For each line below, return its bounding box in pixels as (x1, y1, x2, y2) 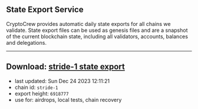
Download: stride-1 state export (6, 62, 126, 72)
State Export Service (6, 5, 84, 15)
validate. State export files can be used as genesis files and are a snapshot (6, 27, 188, 34)
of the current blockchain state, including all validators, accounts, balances (6, 32, 189, 40)
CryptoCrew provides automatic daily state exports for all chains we (6, 20, 171, 27)
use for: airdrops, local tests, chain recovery (14, 96, 122, 103)
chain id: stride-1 (14, 84, 58, 91)
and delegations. (6, 39, 47, 46)
